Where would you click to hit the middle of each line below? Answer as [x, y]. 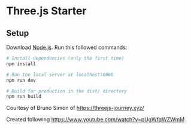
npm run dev [21, 80]
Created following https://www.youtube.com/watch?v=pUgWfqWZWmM [95, 119]
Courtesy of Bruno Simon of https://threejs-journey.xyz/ [75, 108]
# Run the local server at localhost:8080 [60, 75]
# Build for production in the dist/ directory [67, 91]
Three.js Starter [46, 11]
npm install [21, 64]
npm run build [24, 97]
